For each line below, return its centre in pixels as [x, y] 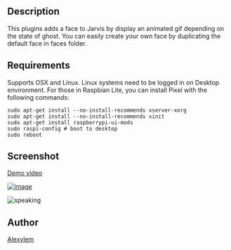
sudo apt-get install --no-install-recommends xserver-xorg [97, 110]
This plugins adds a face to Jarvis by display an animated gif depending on [116, 28]
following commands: [38, 97]
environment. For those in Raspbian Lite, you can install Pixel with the [107, 90]
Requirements [39, 66]
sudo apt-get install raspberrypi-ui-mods [70, 122]
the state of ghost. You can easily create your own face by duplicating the [114, 36]
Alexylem [21, 239]
